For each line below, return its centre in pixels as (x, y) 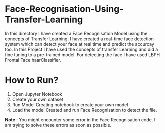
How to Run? (32, 80)
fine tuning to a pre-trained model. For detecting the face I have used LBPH (83, 55)
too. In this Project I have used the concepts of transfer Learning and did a (82, 49)
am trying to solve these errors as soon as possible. (58, 125)
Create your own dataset (38, 99)
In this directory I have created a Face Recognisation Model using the (76, 33)
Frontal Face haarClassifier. (33, 60)
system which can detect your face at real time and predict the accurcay (80, 44)
